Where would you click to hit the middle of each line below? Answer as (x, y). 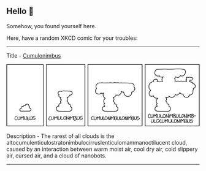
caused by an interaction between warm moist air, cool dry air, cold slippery (102, 149)
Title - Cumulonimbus (34, 55)
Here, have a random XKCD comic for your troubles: (72, 38)
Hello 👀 (20, 11)
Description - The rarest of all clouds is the (60, 136)
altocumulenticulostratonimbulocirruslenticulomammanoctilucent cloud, (97, 142)
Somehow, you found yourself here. (51, 26)
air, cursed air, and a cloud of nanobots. (57, 155)
